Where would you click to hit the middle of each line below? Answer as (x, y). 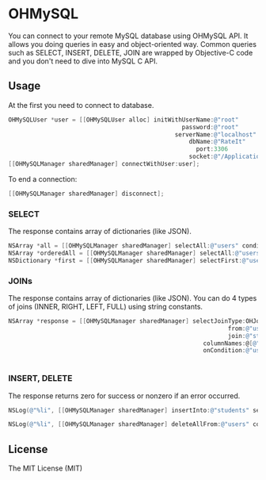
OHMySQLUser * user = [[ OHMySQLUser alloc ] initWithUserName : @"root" (123, 120)
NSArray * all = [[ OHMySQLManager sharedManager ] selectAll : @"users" (123, 246)
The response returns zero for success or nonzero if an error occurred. (124, 396)
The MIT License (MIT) (46, 468)
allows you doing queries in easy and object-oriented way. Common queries (133, 44)
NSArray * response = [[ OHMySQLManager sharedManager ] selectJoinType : (127, 321)
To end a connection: (43, 179)
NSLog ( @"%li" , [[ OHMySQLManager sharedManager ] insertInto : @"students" (129, 410)
